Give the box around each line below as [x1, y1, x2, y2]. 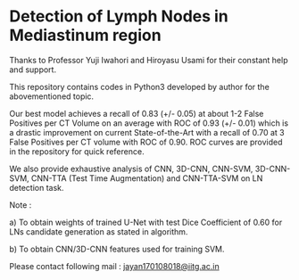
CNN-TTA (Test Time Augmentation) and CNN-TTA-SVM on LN [30, 172, 263, 184]
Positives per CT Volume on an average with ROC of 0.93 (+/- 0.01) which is [9, 118, 288, 128]
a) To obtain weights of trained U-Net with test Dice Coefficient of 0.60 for [9, 217, 283, 227]
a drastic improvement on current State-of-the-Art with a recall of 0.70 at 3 [9, 127, 286, 137]
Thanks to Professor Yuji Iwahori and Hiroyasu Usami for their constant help [9, 54, 288, 65]
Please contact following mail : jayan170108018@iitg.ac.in [9, 260, 220, 271]
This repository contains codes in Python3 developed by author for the [9, 81, 270, 92]
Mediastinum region [9, 25, 162, 45]
